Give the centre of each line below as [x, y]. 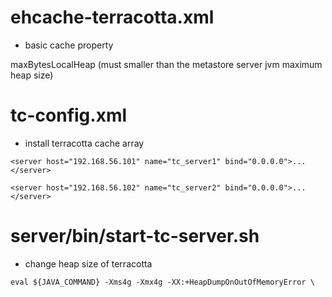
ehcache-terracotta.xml [112, 17]
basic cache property [69, 45]
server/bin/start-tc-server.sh [135, 236]
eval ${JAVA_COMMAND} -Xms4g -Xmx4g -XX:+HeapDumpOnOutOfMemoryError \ [162, 282]
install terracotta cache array [84, 143]
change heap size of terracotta [88, 263]
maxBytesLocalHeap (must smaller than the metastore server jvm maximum [166, 64]
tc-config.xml [69, 115]
